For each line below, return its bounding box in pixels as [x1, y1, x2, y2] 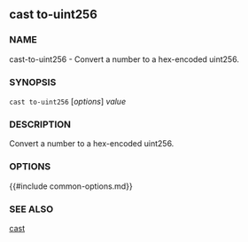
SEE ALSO [9, 203, 54, 215]
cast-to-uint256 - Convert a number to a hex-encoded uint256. [9, 53, 239, 65]
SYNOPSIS [9, 75, 57, 88]
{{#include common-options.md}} [9, 181, 133, 191]
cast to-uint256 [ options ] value [9, 96, 127, 106]
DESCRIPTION [9, 118, 72, 130]
